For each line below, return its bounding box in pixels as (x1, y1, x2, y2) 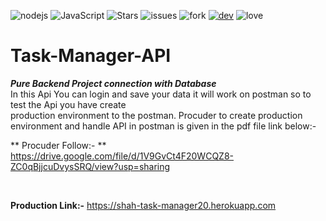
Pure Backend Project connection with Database (10, 77, 217, 89)
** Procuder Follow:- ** (10, 139, 107, 151)
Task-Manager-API (10, 45, 172, 67)
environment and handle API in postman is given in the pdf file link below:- (10, 120, 317, 132)
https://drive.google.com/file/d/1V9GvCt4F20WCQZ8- (10, 150, 234, 162)
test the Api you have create (10, 98, 127, 110)
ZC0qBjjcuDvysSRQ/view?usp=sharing (10, 160, 171, 172)
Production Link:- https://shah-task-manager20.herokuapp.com (10, 199, 277, 211)
